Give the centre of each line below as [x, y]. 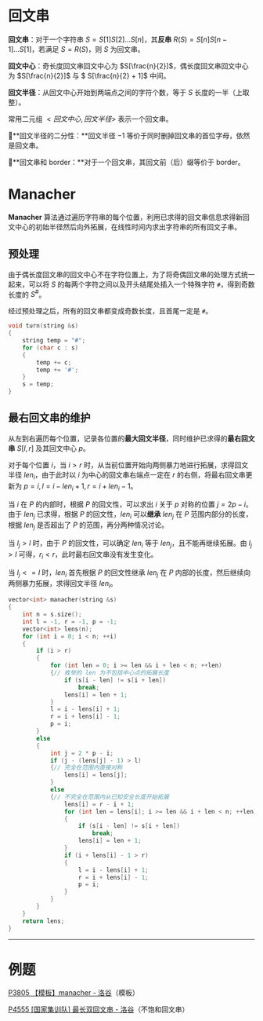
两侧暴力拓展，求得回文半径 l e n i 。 [63, 584]
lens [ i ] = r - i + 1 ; [99, 804]
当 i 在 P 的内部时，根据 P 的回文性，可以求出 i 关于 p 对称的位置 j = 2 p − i [127, 504]
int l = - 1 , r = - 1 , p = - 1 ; [70, 621]
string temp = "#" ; [54, 341]
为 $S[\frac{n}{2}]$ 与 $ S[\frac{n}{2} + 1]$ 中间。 [89, 75]
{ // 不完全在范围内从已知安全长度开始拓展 [110, 797]
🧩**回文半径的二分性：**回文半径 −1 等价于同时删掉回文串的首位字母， [122, 135]
